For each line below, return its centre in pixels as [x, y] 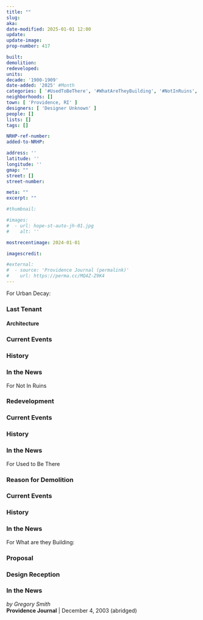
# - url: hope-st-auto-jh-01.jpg [50, 226]
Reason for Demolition [40, 480]
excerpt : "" [21, 198]
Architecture [23, 324]
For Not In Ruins [27, 385]
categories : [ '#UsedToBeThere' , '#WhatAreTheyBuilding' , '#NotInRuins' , [102, 91]
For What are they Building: [41, 542]
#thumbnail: [21, 209]
